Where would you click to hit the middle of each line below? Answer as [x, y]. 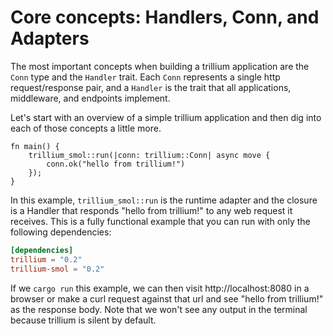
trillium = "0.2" [46, 259]
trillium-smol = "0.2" [57, 269]
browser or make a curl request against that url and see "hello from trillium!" [167, 298]
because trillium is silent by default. [83, 320]
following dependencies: [61, 232]
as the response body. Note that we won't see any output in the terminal [159, 309]
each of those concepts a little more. [86, 128]
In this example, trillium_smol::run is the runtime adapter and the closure [164, 200]
